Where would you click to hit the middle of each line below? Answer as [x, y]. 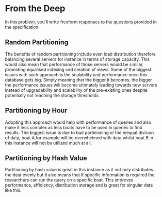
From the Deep [35, 8]
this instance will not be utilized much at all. [49, 143]
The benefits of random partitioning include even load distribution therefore [81, 54]
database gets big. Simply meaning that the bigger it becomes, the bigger [79, 80]
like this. [13, 190]
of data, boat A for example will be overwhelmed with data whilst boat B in [79, 138]
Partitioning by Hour [36, 110]
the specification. [22, 27]
